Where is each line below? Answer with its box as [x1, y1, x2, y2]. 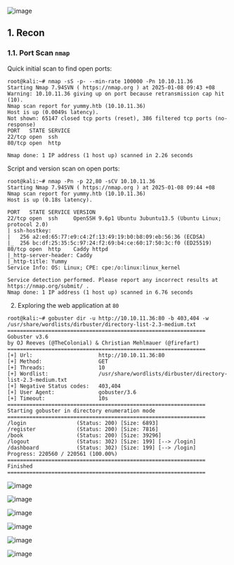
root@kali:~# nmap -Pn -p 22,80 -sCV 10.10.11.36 [7, 178, 156, 185]
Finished [7, 462, 33, 470]
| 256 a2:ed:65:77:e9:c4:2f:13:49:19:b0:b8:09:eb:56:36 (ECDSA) [7, 233, 206, 240]
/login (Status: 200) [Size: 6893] [7, 419, 159, 426]
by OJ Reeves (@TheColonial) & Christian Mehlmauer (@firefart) [7, 339, 200, 347]
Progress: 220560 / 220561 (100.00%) [7, 450, 118, 457]
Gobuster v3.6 [7, 333, 49, 340]
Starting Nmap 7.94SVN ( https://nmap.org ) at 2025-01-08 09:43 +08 [7, 84, 216, 91]
